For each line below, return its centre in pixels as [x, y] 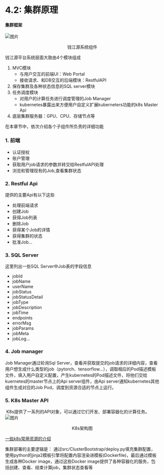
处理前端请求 [25, 205]
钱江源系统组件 [82, 47]
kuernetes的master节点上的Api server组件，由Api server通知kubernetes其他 [82, 381]
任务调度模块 [25, 92]
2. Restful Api [22, 184]
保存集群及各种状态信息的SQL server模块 [54, 86]
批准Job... [22, 242]
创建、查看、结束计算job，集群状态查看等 [51, 467]
